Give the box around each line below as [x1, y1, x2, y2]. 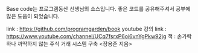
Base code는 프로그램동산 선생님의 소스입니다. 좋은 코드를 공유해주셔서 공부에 [6, 5, 191, 12]
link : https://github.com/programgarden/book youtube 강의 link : [6, 26, 167, 32]
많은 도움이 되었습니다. [6, 13, 60, 20]
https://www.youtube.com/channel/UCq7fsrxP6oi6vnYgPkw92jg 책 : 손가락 [6, 33, 192, 40]
